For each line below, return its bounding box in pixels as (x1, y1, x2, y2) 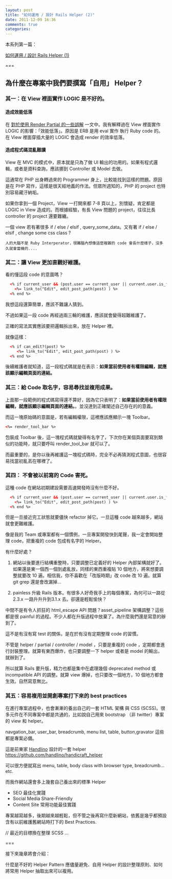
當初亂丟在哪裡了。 (14, 457, 55, 464)
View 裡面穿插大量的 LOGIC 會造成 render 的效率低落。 (11, 134, 127, 140)
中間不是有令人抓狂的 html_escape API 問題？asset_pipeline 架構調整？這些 (5, 607, 164, 613)
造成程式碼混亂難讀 (5, 147, 46, 153)
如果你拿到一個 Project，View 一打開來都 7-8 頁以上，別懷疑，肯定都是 (5, 200, 155, 206)
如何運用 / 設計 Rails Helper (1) (5, 52, 70, 58)
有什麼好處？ (5, 549, 32, 555)
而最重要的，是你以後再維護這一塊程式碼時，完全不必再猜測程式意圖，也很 (5, 451, 162, 457)
